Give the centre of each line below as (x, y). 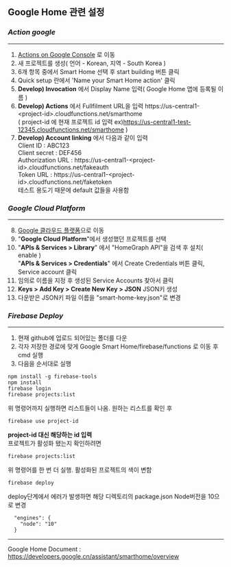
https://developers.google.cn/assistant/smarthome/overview (94, 557)
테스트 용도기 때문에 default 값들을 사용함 (73, 190)
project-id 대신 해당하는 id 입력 (50, 435)
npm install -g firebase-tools (52, 377)
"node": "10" (39, 524)
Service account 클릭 (47, 272)
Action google (32, 32)
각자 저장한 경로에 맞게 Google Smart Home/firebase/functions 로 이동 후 (118, 347)
